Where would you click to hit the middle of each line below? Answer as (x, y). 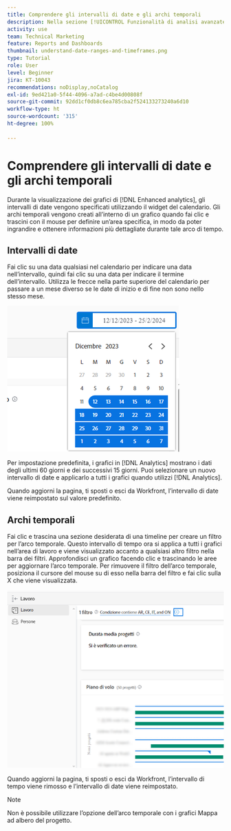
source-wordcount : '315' (43, 116)
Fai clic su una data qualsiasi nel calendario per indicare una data (100, 267)
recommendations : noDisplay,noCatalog (63, 87)
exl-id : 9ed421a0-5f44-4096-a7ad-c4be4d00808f (75, 94)
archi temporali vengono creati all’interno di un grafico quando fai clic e (108, 214)
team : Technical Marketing (46, 37)
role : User (23, 65)
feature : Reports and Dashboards (55, 44)
